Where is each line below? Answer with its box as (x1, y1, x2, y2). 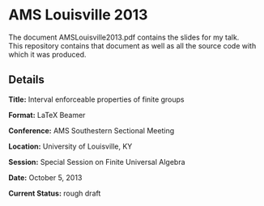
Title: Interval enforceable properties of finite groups (8, 95, 185, 104)
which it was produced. (8, 49, 87, 59)
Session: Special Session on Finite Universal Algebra (8, 157, 185, 166)
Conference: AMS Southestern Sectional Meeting (8, 125, 175, 135)
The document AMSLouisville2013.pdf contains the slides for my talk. (8, 32, 240, 42)
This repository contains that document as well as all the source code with (8, 40, 257, 50)
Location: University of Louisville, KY (8, 141, 133, 151)
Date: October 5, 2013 (8, 172, 83, 183)
